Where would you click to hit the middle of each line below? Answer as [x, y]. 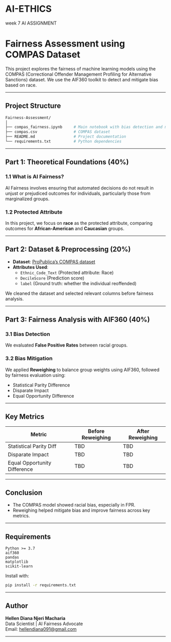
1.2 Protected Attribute [34, 212]
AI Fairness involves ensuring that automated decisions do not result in [79, 188]
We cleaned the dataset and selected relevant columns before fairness [79, 293]
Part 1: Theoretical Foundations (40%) [67, 162]
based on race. [21, 85]
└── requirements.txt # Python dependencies [64, 142]
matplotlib [17, 562]
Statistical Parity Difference [41, 385]
